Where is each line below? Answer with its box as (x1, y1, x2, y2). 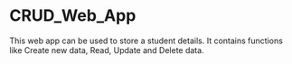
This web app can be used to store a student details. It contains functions (9, 35, 283, 46)
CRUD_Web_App (9, 5, 137, 26)
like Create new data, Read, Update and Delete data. (9, 44, 205, 55)
